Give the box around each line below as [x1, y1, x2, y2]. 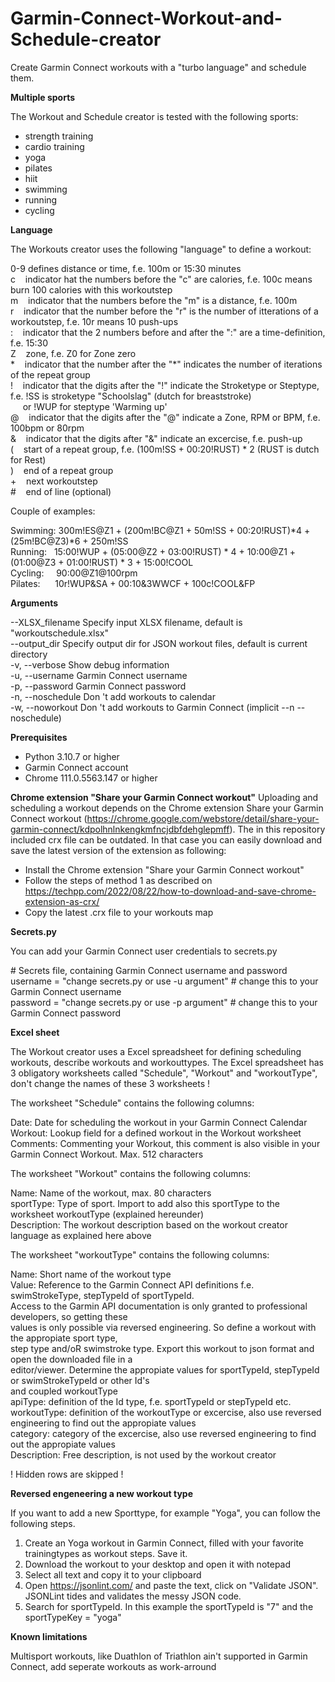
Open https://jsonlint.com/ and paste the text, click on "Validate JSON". [24, 1579, 319, 1591]
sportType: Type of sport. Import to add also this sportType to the [10, 1197, 281, 1209]
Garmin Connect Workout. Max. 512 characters [10, 1148, 204, 1160]
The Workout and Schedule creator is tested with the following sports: [10, 110, 299, 122]
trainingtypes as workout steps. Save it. [24, 1547, 188, 1559]
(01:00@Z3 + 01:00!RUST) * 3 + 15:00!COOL [10, 556, 194, 568]
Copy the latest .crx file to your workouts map [24, 906, 214, 918]
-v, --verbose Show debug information [10, 658, 170, 671]
